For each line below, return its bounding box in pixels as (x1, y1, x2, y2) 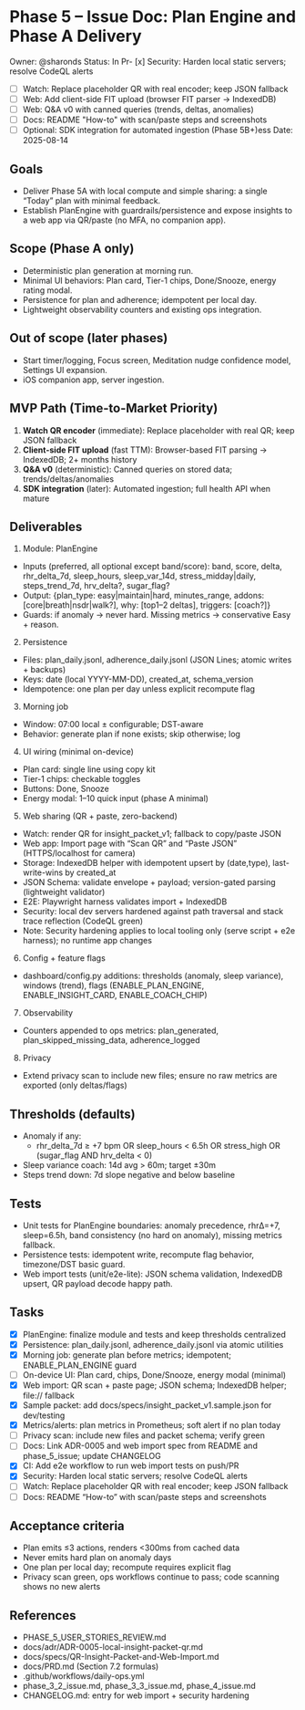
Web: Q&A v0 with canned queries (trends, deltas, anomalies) (22, 104, 255, 115)
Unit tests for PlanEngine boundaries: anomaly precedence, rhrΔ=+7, (22, 1220, 280, 1231)
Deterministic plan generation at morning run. (22, 265, 194, 276)
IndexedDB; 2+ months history (22, 454, 137, 464)
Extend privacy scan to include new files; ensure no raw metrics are (22, 1070, 278, 1081)
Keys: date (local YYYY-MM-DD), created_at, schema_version (22, 673, 254, 685)
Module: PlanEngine (22, 543, 98, 554)
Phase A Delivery (9, 26, 143, 47)
